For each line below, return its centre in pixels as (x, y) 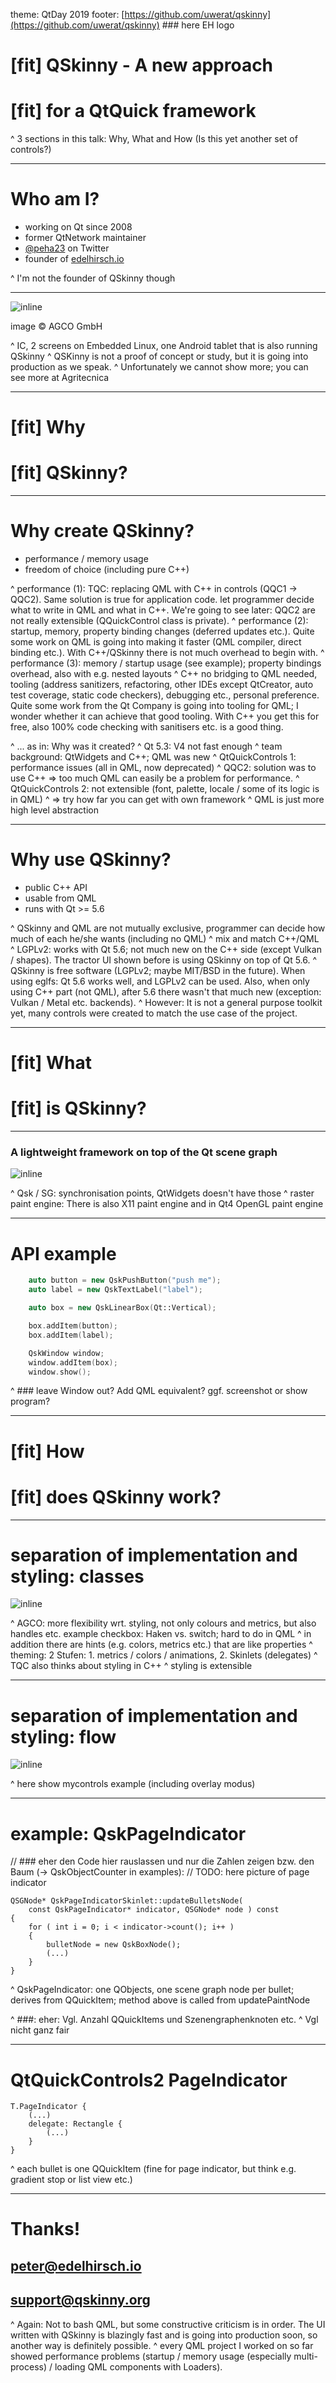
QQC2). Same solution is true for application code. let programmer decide (162, 600)
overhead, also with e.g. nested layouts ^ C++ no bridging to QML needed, (164, 674)
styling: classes (77, 1576)
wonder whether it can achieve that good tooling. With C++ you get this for (165, 716)
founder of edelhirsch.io (74, 259)
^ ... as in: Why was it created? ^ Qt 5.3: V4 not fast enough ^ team (146, 746)
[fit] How (47, 1451)
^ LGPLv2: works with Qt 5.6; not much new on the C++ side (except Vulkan (166, 950)
